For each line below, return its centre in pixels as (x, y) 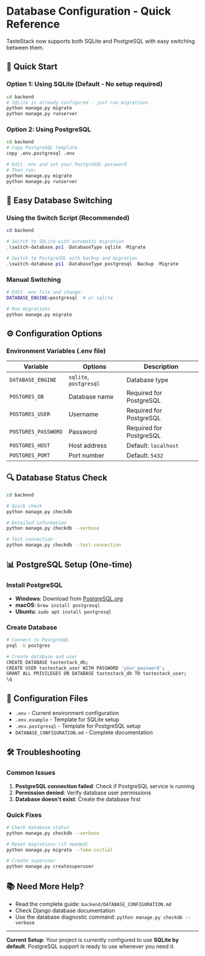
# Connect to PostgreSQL (38, 640)
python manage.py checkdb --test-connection (64, 545)
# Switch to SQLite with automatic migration (65, 242)
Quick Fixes (24, 814)
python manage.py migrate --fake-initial (60, 850)
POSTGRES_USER (30, 414)
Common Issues (31, 773)
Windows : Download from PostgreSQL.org (69, 598)
